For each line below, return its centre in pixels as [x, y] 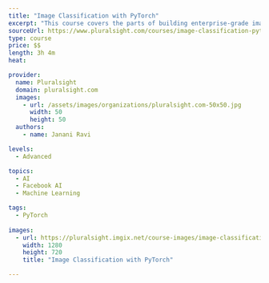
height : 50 [48, 120]
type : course [30, 38]
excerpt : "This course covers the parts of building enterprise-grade [128, 23]
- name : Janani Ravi [57, 135]
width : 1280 [42, 245]
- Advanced [34, 156]
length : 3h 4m [32, 53]
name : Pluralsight [46, 82]
